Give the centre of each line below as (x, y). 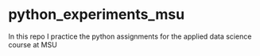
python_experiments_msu (97, 15)
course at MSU (33, 44)
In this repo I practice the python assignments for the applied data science (130, 36)
